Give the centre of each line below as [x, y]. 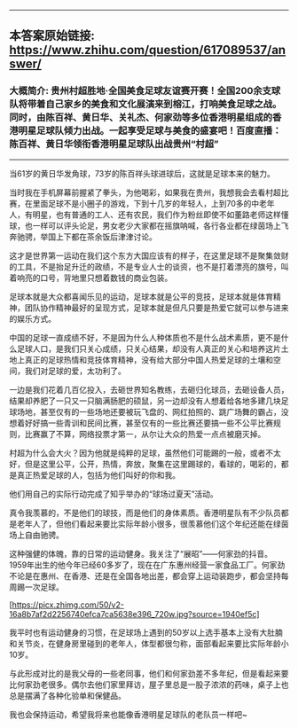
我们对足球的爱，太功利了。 [75, 371]
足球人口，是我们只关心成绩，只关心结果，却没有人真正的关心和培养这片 [149, 348]
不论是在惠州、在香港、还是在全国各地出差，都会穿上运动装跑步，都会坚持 [145, 575]
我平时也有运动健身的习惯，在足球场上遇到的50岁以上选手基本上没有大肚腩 [146, 632]
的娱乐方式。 [32, 318]
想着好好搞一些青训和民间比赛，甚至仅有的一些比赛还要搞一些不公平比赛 [141, 423]
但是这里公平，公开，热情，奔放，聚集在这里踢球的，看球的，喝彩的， [153, 464]
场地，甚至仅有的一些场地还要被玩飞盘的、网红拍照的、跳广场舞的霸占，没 [153, 411]
